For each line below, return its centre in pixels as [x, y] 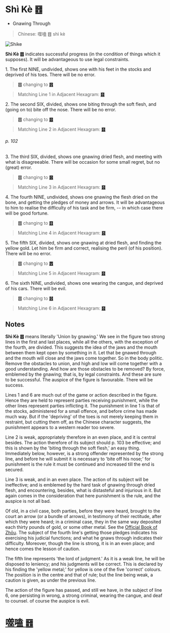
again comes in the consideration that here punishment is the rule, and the [83, 495]
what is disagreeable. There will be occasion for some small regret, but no [83, 162]
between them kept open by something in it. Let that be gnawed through [81, 352]
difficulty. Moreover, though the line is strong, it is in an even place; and [80, 543]
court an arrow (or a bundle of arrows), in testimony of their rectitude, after [83, 516]
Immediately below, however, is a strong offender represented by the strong [84, 453]
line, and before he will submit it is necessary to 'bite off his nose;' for [78, 459]
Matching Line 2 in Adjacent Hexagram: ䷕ [61, 129]
